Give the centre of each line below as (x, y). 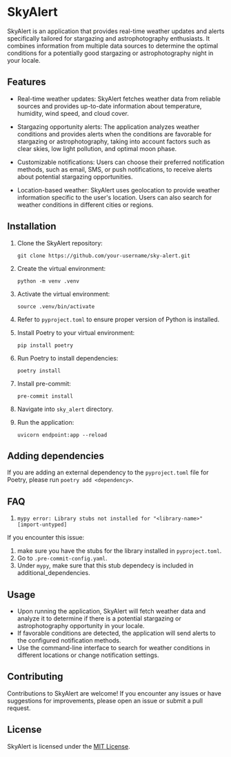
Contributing (35, 677)
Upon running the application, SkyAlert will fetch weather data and (111, 611)
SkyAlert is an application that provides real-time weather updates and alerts (116, 31)
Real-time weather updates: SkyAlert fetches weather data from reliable (119, 99)
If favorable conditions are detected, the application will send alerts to (116, 633)
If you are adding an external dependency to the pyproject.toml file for (108, 472)
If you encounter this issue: (46, 538)
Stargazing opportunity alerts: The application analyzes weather (108, 127)
